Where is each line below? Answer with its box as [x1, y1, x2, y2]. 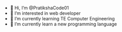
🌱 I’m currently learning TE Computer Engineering [10, 16, 115, 21]
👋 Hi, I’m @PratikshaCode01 [10, 5, 69, 11]
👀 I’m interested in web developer [10, 10, 81, 16]
